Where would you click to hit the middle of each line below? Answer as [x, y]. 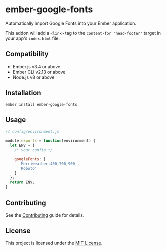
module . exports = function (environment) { [50, 141]
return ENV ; [22, 182]
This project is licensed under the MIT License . [54, 243]
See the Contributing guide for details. [45, 215]
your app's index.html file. [33, 38]
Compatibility [27, 54]
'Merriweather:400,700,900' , [49, 164]
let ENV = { [22, 145]
